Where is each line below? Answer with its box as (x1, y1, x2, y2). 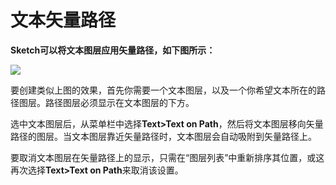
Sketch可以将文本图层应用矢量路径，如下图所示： (10, 44, 216, 56)
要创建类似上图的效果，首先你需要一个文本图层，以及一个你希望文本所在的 (10, 84, 317, 96)
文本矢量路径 (10, 9, 117, 32)
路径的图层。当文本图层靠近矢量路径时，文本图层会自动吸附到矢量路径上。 (10, 130, 317, 142)
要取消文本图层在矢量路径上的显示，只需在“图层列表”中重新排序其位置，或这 (10, 151, 325, 163)
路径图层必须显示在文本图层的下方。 (44, 96, 195, 108)
